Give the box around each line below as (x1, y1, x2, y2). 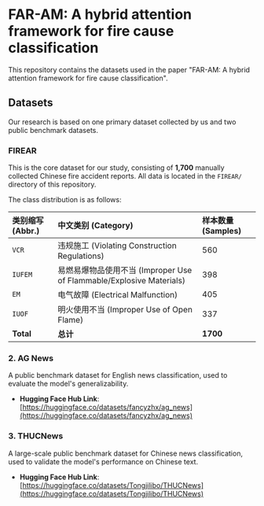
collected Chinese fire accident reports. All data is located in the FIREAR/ (8, 172, 242, 181)
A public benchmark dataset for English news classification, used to (8, 371, 228, 380)
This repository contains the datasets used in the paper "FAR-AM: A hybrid (8, 65, 250, 74)
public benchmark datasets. (8, 125, 99, 135)
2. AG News (8, 353, 53, 364)
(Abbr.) (12, 226, 40, 237)
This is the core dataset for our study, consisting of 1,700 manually (8, 163, 225, 172)
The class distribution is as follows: (8, 195, 122, 205)
